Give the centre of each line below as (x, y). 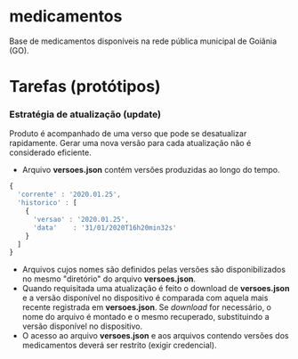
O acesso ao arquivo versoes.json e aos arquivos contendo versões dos (155, 336)
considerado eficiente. (50, 152)
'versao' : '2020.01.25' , (81, 219)
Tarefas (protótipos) (85, 87)
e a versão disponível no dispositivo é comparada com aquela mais (145, 298)
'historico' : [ (47, 203)
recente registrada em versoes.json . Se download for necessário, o (146, 307)
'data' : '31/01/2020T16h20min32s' (105, 228)
